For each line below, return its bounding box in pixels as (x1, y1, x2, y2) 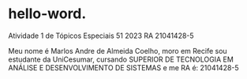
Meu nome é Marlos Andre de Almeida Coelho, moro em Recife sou (8, 46, 227, 55)
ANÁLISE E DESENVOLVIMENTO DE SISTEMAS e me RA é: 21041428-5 (8, 62, 239, 72)
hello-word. (8, 5, 87, 23)
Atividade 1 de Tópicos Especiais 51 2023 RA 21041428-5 (8, 31, 195, 40)
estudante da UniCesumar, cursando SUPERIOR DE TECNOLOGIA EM (8, 55, 234, 64)
